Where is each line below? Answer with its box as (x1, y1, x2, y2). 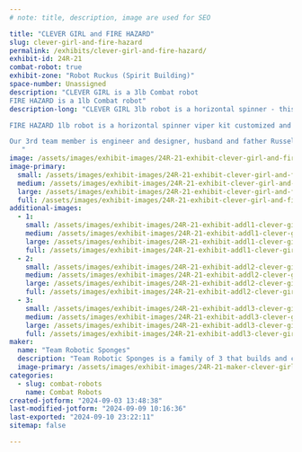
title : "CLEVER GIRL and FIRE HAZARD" (9, 29, 155, 39)
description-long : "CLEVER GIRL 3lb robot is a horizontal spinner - (9, 104, 276, 113)
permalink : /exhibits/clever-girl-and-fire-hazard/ (9, 46, 207, 55)
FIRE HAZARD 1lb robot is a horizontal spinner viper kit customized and (9, 120, 292, 130)
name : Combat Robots (25, 387, 102, 396)
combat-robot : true (9, 63, 83, 72)
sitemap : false (9, 421, 67, 430)
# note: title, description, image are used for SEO (9, 13, 211, 22)
